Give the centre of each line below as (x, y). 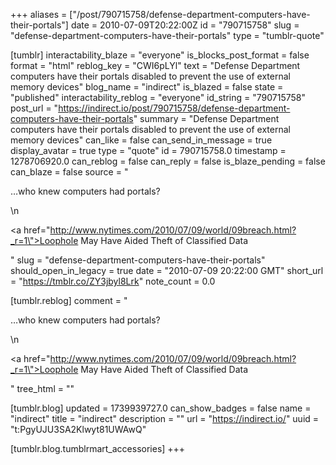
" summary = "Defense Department (206, 118)
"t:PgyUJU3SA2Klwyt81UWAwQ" (78, 429)
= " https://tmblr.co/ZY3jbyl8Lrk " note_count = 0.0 (113, 281)
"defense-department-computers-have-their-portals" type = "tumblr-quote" (167, 35)
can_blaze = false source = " (69, 172)
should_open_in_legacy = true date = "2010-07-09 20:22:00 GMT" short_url (167, 270)
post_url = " (34, 108)
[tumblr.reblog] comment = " (69, 300)
